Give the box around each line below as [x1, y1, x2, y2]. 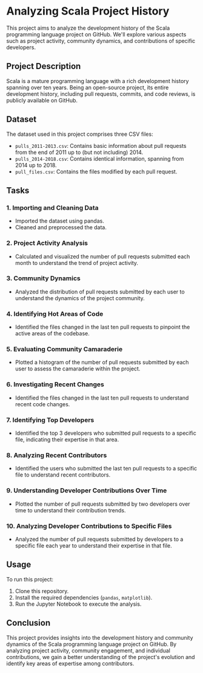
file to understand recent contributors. [15, 471, 111, 478]
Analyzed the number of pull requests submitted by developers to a [15, 535, 184, 543]
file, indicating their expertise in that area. [15, 436, 119, 443]
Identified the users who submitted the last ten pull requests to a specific [15, 465, 198, 472]
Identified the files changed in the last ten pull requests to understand [15, 394, 189, 401]
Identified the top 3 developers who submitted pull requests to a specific [15, 429, 197, 437]
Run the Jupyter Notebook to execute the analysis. [15, 600, 142, 608]
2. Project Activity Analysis [6, 239, 88, 247]
